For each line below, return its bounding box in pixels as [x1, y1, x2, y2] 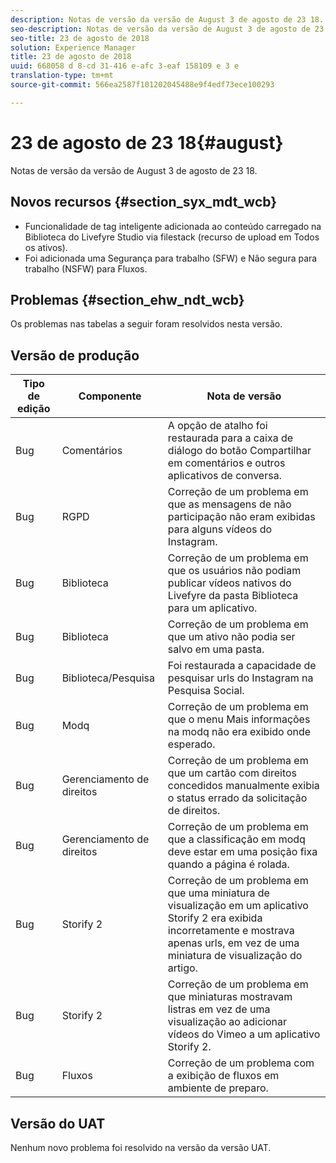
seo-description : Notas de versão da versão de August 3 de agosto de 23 [10, 24, 325, 34]
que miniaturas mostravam [167, 990, 293, 1004]
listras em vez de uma [167, 1002, 271, 1016]
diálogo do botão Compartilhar [167, 444, 312, 458]
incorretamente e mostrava [167, 924, 295, 938]
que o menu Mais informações [167, 712, 311, 726]
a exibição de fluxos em [167, 1069, 280, 1083]
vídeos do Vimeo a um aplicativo [167, 1027, 321, 1041]
